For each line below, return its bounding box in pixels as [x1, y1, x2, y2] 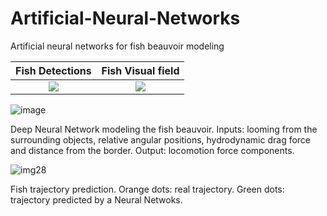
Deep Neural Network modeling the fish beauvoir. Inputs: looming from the [10, 123, 318, 135]
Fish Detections [15, 63, 92, 77]
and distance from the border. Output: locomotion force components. [10, 144, 295, 156]
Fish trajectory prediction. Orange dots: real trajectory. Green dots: [10, 183, 285, 195]
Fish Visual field [101, 63, 180, 77]
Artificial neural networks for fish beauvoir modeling [10, 40, 225, 52]
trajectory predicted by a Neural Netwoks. [10, 193, 183, 206]
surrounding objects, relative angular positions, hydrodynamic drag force [10, 133, 312, 146]
